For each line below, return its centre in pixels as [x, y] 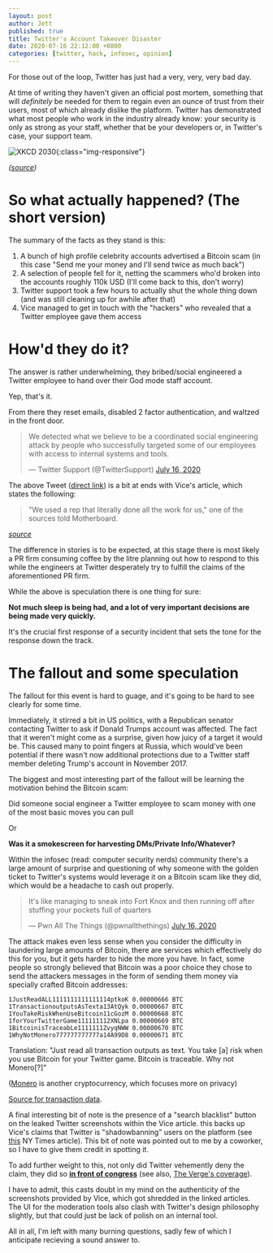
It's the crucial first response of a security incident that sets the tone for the [135, 631]
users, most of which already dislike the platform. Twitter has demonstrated [135, 110]
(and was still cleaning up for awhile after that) [98, 299]
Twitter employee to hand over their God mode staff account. [110, 380]
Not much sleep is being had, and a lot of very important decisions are [129, 607]
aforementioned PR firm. [50, 575]
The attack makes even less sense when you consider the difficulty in [125, 941]
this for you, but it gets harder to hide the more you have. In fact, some [127, 958]
